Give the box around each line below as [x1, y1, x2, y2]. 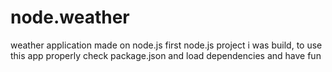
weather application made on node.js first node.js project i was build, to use [10, 39, 323, 51]
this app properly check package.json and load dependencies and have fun [10, 49, 322, 61]
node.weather [10, 6, 130, 29]
